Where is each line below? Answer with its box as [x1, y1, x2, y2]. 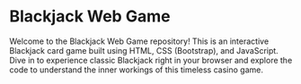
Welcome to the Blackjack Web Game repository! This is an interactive [9, 36, 270, 46]
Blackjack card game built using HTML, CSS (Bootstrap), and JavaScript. [9, 45, 279, 55]
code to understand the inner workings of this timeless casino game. [9, 64, 263, 75]
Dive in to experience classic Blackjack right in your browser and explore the [9, 55, 293, 65]
